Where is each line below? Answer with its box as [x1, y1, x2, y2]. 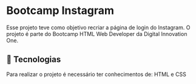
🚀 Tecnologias [6, 54, 61, 65]
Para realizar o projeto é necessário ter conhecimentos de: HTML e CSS [6, 71, 186, 78]
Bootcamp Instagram [6, 4, 114, 18]
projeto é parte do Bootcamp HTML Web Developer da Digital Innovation [6, 30, 188, 37]
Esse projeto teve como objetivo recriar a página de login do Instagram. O [6, 24, 191, 31]
